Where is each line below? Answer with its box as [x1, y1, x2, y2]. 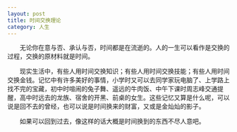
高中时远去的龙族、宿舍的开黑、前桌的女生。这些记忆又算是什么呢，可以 [19, 93, 230, 102]
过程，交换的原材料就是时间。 [7, 52, 94, 60]
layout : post [7, 10, 46, 18]
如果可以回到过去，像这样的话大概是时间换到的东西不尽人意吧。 [20, 117, 205, 126]
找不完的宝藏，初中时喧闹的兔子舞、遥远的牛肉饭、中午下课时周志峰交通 [7, 85, 217, 93]
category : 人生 [7, 23, 50, 30]
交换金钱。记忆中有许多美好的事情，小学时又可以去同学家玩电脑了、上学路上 [7, 76, 230, 84]
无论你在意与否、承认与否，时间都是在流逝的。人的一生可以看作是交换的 [20, 44, 230, 52]
